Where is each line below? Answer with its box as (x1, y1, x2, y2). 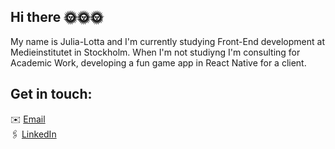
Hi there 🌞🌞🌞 (10, 9, 104, 26)
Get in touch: (10, 86, 93, 103)
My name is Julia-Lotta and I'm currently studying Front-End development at (10, 35, 325, 47)
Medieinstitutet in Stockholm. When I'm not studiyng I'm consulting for (10, 46, 301, 58)
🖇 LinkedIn (10, 128, 57, 140)
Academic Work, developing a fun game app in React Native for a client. (10, 56, 307, 69)
